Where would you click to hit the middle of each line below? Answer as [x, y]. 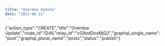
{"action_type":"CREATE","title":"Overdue [47, 28]
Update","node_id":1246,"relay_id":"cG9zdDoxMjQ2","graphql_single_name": [83, 33]
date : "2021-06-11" [25, 14]
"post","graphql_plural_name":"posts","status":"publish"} [63, 38]
